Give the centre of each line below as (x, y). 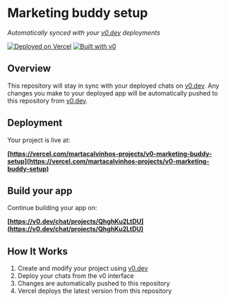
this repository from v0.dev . (48, 100)
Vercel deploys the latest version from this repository (95, 291)
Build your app (40, 191)
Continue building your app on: (52, 208)
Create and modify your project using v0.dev (83, 268)
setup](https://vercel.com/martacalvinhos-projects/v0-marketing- (108, 161)
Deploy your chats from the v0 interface (76, 276)
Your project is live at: (39, 140)
